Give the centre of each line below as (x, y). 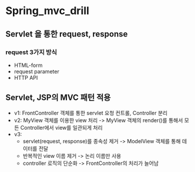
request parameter (36, 71)
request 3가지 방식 (31, 52)
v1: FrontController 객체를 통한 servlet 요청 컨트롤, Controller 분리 (91, 113)
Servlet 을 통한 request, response (67, 34)
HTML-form (28, 65)
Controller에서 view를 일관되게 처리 (62, 127)
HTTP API (26, 77)
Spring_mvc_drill (47, 11)
